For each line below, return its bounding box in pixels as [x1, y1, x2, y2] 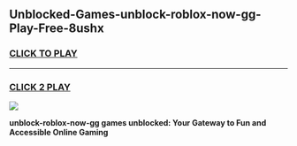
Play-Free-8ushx [9, 21, 104, 36]
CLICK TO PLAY [9, 48, 78, 60]
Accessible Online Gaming [9, 127, 109, 137]
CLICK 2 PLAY [9, 81, 71, 93]
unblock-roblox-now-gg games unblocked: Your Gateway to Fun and [9, 117, 267, 127]
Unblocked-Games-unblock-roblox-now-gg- [9, 7, 262, 22]
